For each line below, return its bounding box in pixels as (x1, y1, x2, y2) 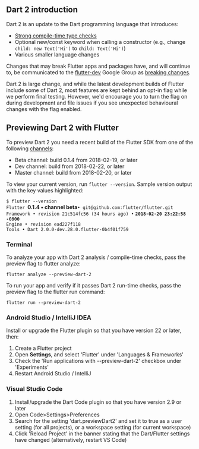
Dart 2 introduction (6, 5, 78, 15)
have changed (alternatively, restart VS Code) (14, 436, 127, 443)
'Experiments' (14, 363, 49, 371)
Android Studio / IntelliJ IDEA (6, 313, 92, 321)
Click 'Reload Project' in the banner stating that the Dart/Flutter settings (14, 430, 190, 437)
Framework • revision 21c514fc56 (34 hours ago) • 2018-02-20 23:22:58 (6, 211, 186, 217)
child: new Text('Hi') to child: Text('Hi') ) (14, 45, 126, 52)
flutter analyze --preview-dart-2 (6, 271, 92, 277)
